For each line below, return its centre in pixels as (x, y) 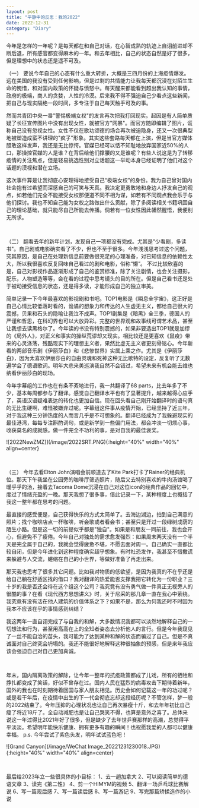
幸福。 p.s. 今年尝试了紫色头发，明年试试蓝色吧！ (67, 735)
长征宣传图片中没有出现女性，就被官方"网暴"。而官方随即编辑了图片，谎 (105, 123)
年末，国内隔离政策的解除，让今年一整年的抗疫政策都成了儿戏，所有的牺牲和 (99, 676)
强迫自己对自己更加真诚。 (47, 651)
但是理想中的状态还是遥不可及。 (45, 61)
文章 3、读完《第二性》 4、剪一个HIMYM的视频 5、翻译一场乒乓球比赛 (97, 784)
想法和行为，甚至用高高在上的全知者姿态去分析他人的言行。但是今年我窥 (99, 629)
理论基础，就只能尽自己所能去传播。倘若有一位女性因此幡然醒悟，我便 (102, 210)
